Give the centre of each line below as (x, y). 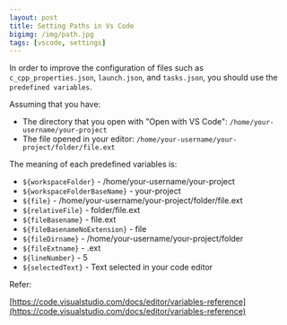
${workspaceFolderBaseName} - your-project (101, 191)
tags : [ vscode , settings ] (57, 43)
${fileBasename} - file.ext (69, 219)
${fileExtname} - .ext (61, 248)
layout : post (34, 17)
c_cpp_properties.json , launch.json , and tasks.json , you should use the (143, 78)
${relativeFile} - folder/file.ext (81, 210)
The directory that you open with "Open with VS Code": (125, 122)
